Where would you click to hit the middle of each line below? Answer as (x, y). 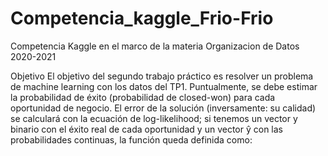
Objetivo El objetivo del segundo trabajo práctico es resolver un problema (162, 76)
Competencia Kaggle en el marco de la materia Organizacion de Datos (155, 46)
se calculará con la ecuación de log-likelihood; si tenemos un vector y (154, 118)
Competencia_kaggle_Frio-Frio (142, 18)
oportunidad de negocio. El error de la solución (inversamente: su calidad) (163, 108)
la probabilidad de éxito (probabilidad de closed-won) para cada (143, 97)
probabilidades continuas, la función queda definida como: (131, 139)
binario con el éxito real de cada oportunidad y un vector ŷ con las (146, 129)
